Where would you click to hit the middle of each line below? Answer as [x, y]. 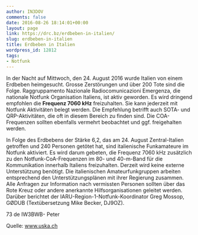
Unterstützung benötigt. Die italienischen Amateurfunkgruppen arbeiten [94, 171]
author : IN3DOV [25, 12]
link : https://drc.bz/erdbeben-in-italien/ [61, 34]
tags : [13, 56]
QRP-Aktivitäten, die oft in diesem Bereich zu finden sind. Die [81, 115]
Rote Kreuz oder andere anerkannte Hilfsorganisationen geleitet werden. [94, 190]
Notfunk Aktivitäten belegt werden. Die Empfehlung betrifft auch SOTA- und [98, 110]
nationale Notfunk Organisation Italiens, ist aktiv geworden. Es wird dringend [99, 97]
